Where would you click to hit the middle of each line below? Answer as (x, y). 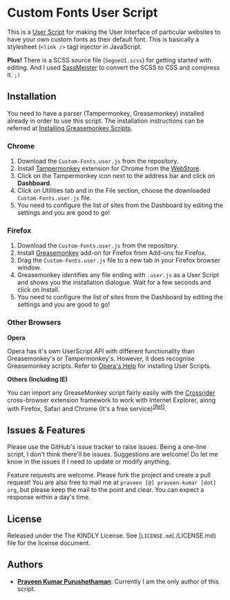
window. (29, 267)
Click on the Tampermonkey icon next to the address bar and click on (116, 176)
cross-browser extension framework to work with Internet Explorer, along (112, 400)
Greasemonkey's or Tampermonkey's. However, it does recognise (101, 358)
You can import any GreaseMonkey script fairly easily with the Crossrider (111, 392)
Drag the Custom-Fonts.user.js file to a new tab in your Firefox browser (119, 261)
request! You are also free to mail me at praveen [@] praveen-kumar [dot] (112, 482)
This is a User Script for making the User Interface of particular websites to (114, 32)
